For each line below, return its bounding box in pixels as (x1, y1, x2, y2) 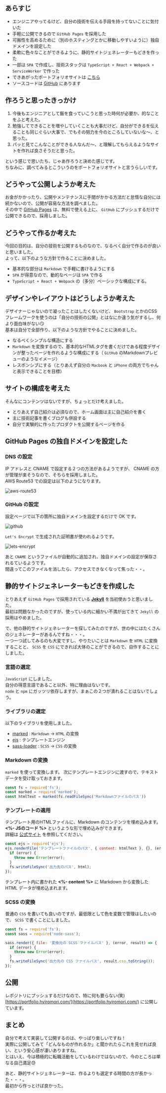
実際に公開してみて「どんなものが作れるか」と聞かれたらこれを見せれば (5, 1041, 152, 1047)
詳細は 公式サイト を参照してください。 (5, 832, 85, 838)
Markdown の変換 (5, 757, 48, 764)
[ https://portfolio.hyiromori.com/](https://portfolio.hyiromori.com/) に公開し (5, 998, 158, 1005)
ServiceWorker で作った (12, 68, 60, 74)
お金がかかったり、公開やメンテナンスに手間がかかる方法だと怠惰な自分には (5, 194, 161, 200)
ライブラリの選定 (5, 708, 46, 715)
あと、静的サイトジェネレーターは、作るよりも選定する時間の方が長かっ (5, 1070, 152, 1076)
